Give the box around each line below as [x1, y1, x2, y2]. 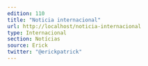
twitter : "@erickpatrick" [7, 49, 82, 56]
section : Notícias [7, 36, 60, 43]
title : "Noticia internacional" [7, 16, 101, 23]
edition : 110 [7, 10, 45, 17]
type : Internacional [7, 29, 67, 36]
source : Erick [7, 42, 49, 49]
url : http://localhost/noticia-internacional [7, 23, 141, 30]
